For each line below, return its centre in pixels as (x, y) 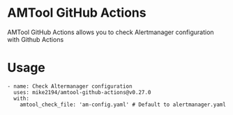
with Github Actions (36, 39)
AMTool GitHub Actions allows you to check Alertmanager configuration (111, 32)
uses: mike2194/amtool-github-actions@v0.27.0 (82, 92)
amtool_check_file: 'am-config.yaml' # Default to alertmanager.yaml (123, 105)
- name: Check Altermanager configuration (70, 86)
